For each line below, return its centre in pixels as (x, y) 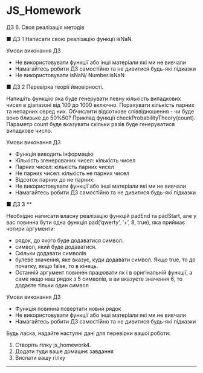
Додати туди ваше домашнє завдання (64, 351)
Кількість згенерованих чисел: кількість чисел (75, 160)
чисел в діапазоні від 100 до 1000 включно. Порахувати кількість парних (100, 105)
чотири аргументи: (31, 228)
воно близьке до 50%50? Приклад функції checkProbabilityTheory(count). (101, 118)
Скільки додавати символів (50, 253)
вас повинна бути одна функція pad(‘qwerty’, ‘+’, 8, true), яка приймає (96, 222)
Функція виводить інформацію (54, 154)
